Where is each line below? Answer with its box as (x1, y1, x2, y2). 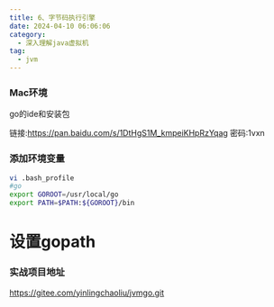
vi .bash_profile (9, 173, 75, 183)
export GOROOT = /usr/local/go (9, 190, 119, 199)
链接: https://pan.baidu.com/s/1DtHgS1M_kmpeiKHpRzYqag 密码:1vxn (9, 128, 266, 139)
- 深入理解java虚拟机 (17, 38, 89, 48)
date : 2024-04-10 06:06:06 (9, 22, 111, 31)
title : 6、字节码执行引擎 (9, 13, 96, 23)
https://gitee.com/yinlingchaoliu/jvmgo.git (9, 287, 165, 298)
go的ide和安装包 (9, 109, 70, 120)
